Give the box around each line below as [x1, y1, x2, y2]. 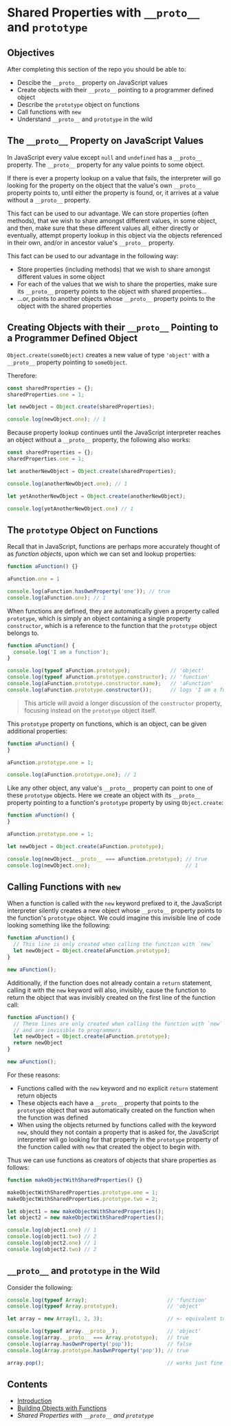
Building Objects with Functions [16, 1404, 107, 1412]
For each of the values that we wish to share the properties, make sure [16, 280, 218, 288]
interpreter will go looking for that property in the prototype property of [16, 1135, 219, 1144]
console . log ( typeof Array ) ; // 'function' [7, 1297, 208, 1303]
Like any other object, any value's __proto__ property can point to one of [7, 784, 213, 793]
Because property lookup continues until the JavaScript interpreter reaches [7, 428, 221, 437]
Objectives [7, 47, 55, 59]
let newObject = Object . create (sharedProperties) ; [7, 403, 155, 410]
